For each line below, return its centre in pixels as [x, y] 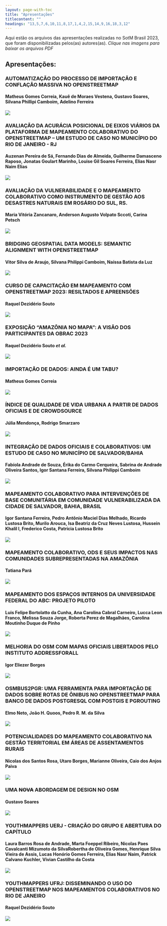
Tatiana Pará [18, 571]
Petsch [13, 220]
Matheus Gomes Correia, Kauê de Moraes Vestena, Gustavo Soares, [77, 97]
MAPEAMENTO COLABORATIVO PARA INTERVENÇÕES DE [77, 493]
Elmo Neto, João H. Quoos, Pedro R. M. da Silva [55, 713]
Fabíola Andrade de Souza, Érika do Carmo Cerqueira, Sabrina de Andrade [83, 465]
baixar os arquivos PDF [29, 48]
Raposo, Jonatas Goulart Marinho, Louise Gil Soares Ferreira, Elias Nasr [81, 161]
